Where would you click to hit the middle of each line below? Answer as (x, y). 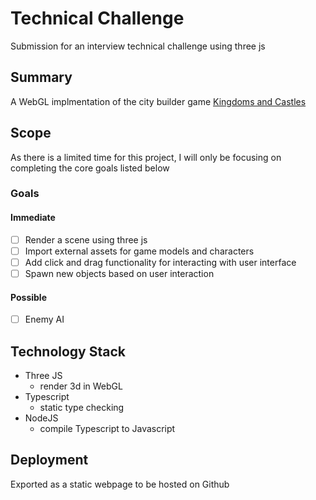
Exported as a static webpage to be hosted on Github (120, 484)
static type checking (82, 408)
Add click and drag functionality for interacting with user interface (160, 262)
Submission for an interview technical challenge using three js (138, 46)
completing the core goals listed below (90, 168)
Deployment (49, 460)
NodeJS (41, 418)
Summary (41, 77)
